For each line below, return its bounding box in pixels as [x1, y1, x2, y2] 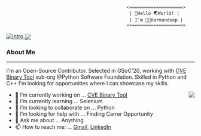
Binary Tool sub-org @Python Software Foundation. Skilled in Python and [6, 73, 187, 81]
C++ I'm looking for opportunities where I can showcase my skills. [6, 80, 169, 87]
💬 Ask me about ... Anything [14, 117, 84, 124]
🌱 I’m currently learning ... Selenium [14, 98, 103, 105]
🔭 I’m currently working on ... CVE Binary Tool [14, 91, 127, 98]
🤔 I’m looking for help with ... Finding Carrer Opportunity [14, 110, 154, 118]
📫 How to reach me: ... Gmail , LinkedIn [14, 123, 112, 131]
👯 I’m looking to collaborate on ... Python [14, 104, 115, 112]
